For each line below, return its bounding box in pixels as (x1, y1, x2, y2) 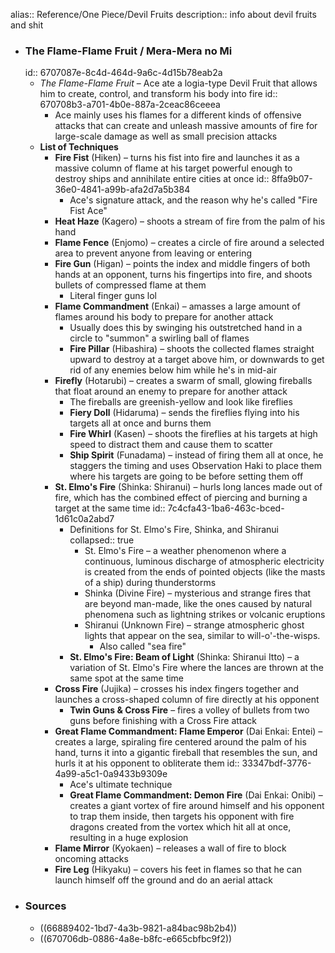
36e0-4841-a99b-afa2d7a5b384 (54, 184, 191, 196)
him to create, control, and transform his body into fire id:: (39, 88, 278, 100)
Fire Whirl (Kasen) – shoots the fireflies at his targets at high (69, 428, 318, 440)
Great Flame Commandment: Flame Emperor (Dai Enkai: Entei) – (54, 725, 323, 738)
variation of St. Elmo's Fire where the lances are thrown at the (69, 662, 324, 674)
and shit (10, 19, 44, 31)
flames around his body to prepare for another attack (54, 311, 274, 323)
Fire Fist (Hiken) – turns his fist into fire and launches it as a (54, 152, 300, 164)
